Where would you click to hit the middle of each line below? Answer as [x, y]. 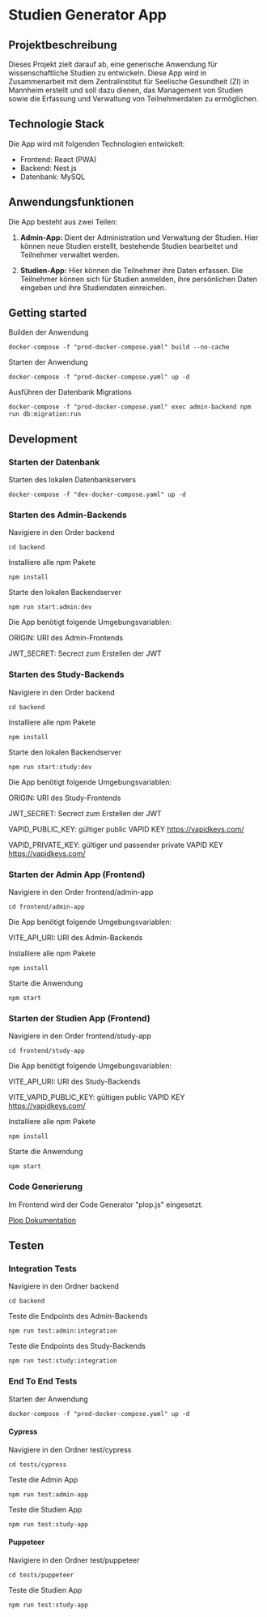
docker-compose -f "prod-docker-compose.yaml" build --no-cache [119, 347]
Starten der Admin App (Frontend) [77, 875]
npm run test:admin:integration [63, 1331]
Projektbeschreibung [63, 45]
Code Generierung [46, 1187]
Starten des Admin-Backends [68, 515]
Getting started [48, 313]
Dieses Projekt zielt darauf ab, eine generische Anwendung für [113, 64]
